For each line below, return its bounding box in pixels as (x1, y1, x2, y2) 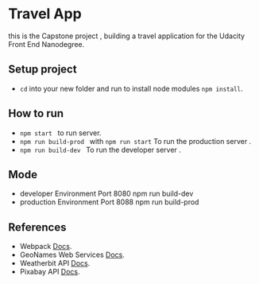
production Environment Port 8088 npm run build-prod (19, 197, 199, 207)
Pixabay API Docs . (19, 267, 81, 277)
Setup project (8, 63, 77, 76)
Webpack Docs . (19, 242, 72, 251)
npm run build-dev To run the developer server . (19, 145, 181, 154)
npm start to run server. (19, 128, 102, 138)
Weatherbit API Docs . (19, 259, 91, 268)
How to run (8, 107, 64, 120)
